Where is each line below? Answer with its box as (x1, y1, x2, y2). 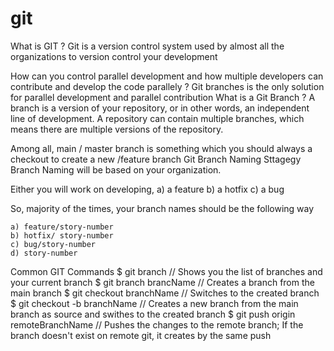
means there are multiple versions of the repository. (10, 123, 224, 135)
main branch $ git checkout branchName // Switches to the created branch (10, 287, 320, 299)
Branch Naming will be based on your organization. (10, 163, 222, 176)
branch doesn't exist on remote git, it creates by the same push (10, 329, 272, 341)
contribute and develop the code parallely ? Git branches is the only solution (10, 80, 325, 92)
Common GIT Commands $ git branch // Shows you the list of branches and (10, 265, 323, 277)
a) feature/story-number (10, 222, 114, 232)
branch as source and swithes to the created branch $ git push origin (10, 308, 296, 320)
